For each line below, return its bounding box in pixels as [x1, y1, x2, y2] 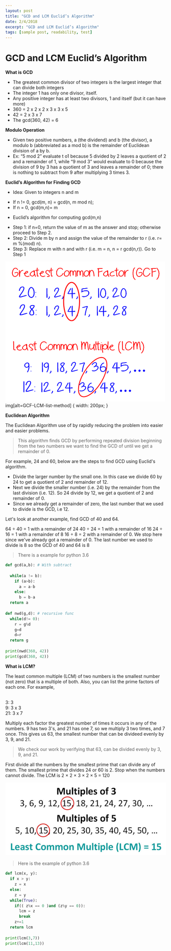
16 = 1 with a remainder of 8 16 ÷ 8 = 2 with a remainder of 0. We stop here [5, 531, 162, 538]
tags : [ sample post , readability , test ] [5, 30, 93, 35]
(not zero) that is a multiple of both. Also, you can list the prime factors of [5, 679, 159, 685]
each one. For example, [5, 684, 55, 690]
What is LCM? [5, 663, 36, 669]
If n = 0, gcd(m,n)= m [12, 205, 58, 211]
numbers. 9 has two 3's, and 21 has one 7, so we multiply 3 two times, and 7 [5, 725, 165, 732]
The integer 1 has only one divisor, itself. [12, 90, 97, 96]
